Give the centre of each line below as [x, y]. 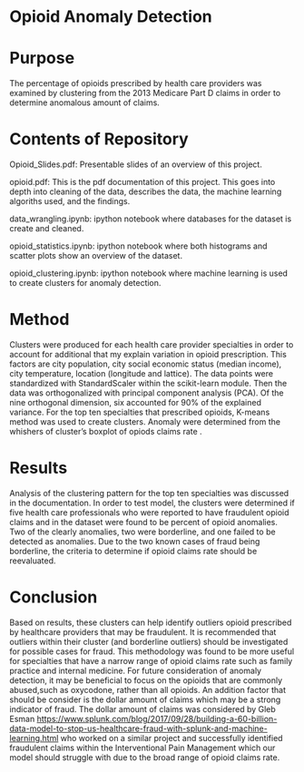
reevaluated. [33, 561]
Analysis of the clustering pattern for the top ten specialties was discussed [149, 493]
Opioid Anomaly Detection [111, 17]
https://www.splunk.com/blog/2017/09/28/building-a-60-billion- [157, 718]
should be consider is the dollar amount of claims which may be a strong [145, 699]
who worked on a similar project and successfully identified [172, 738]
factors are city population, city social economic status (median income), [146, 364]
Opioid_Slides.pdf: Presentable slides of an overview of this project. [136, 164]
